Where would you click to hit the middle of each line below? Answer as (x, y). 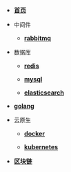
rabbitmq (38, 38)
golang (24, 106)
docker (34, 134)
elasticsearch (44, 93)
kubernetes (41, 147)
